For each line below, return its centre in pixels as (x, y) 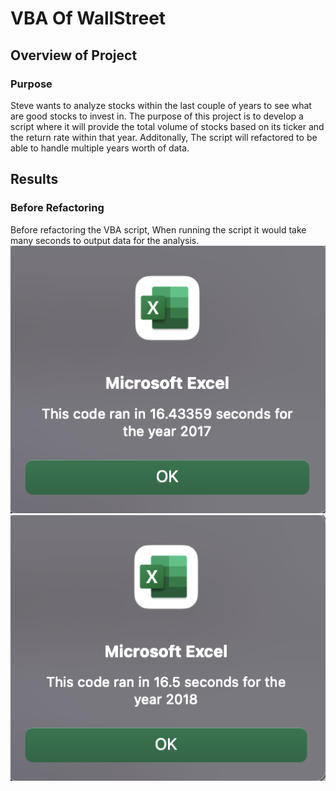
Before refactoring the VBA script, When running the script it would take (158, 229)
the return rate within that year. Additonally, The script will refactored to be (164, 137)
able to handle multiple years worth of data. (100, 148)
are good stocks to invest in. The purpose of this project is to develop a (157, 116)
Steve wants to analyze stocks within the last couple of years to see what (161, 105)
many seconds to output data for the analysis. (105, 240)
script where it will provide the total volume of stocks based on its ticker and (167, 126)
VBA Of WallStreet (88, 18)
